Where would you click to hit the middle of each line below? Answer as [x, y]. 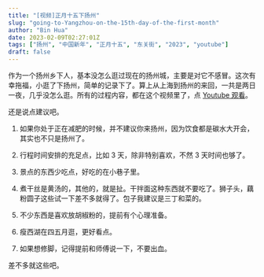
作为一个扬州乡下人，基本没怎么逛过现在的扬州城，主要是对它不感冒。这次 [128, 75]
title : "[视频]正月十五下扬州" [54, 15]
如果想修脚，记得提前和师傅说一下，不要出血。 [95, 248]
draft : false [29, 52]
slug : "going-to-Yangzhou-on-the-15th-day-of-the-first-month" [114, 23]
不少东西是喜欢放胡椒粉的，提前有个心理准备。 [95, 215]
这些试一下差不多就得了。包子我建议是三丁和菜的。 [123, 198]
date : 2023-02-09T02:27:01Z [54, 37]
